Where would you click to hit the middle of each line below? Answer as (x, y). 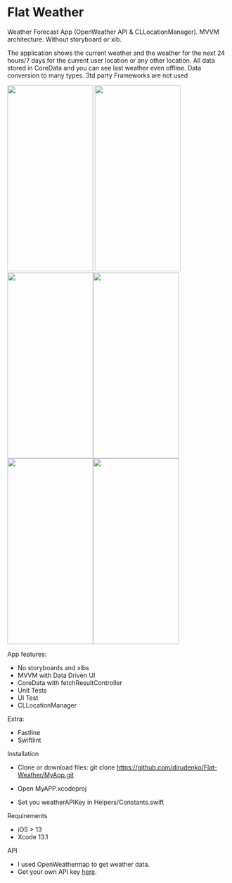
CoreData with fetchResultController (70, 683)
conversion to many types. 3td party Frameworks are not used (98, 75)
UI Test (28, 698)
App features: (27, 654)
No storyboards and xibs (53, 667)
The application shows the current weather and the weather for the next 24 (116, 53)
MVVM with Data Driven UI (56, 675)
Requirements (27, 815)
